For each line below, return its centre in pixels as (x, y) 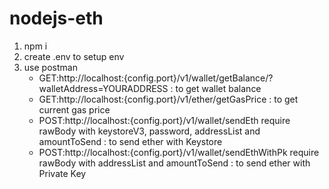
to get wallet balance (218, 88)
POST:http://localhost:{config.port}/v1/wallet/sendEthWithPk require (179, 152)
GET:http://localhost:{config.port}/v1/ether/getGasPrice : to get (168, 99)
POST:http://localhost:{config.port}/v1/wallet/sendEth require (164, 120)
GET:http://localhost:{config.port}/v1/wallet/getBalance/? (156, 78)
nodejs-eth (56, 18)
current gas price (74, 109)
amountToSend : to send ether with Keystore (130, 141)
